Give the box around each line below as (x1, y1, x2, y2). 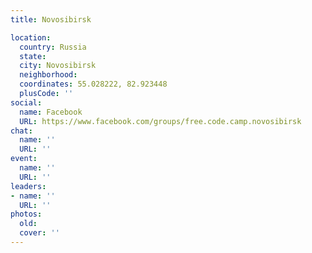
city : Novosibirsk (19, 61, 97, 71)
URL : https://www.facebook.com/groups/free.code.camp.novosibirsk (19, 116, 302, 126)
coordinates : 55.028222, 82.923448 (19, 79, 168, 90)
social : (10, 97, 43, 108)
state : (19, 51, 47, 61)
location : (10, 32, 52, 43)
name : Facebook (19, 107, 83, 117)
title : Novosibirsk (10, 14, 92, 25)
